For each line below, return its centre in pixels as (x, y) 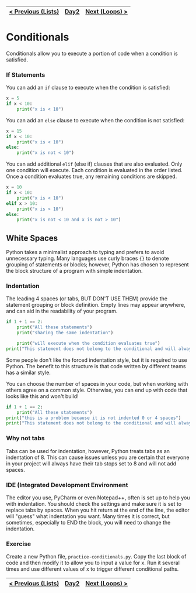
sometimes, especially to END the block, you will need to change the (88, 522)
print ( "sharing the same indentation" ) (65, 333)
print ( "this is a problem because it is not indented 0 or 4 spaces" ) (94, 418)
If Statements (26, 74)
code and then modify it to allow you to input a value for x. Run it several (93, 563)
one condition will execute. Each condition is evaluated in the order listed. (94, 170)
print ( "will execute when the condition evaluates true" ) (88, 344)
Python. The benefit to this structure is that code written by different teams (96, 366)
